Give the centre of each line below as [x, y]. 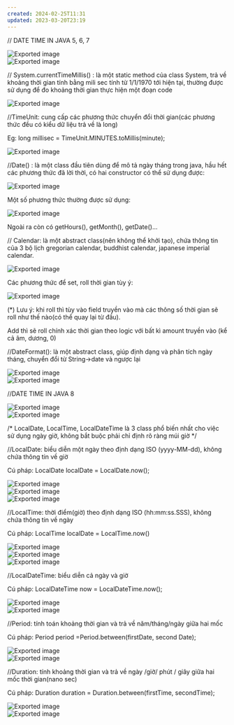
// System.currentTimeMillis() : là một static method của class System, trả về [117, 75]
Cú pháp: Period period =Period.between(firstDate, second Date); [102, 637]
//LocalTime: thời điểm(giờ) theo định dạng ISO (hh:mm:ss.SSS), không [109, 512]
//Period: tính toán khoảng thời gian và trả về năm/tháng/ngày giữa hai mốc [115, 623]
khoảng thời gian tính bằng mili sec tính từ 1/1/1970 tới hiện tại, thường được [115, 82]
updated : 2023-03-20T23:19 [46, 20]
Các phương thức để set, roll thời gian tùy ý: [70, 282]
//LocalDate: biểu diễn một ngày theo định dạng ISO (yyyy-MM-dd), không [115, 449]
